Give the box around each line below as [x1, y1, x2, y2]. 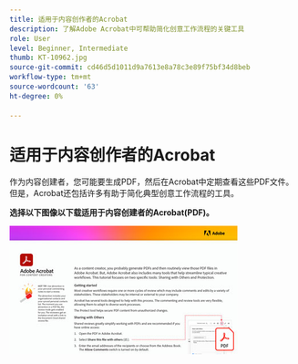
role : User [9, 34, 51, 43]
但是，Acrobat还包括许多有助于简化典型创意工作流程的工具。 [9, 188, 240, 199]
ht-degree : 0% [9, 91, 64, 100]
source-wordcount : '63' [9, 82, 100, 91]
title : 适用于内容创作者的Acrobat [9, 15, 128, 24]
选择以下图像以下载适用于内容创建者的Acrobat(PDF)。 [9, 207, 214, 218]
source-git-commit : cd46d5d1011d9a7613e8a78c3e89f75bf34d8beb [9, 63, 251, 72]
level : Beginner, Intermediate [9, 44, 128, 53]
